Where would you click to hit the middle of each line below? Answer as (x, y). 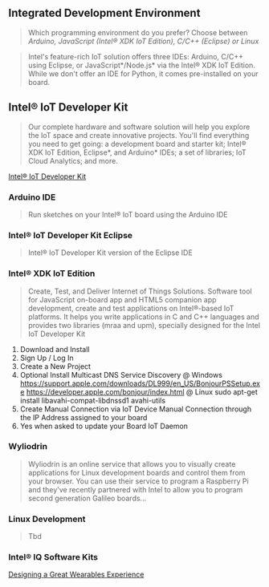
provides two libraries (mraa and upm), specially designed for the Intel (144, 325)
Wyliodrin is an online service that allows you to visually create (132, 464)
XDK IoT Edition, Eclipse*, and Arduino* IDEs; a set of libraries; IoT (137, 152)
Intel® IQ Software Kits (53, 557)
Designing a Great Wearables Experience (76, 575)
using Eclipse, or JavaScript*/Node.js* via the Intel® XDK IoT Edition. (141, 65)
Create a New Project (55, 366)
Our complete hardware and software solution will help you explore (139, 127)
